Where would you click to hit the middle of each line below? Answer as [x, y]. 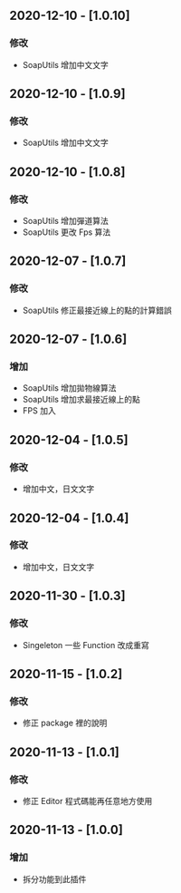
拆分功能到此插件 [54, 878]
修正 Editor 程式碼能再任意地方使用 [87, 801]
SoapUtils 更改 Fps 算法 [67, 232]
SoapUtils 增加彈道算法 [65, 221]
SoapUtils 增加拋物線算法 [69, 388]
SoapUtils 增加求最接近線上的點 [81, 400]
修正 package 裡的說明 [65, 723]
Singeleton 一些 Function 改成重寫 [86, 645]
